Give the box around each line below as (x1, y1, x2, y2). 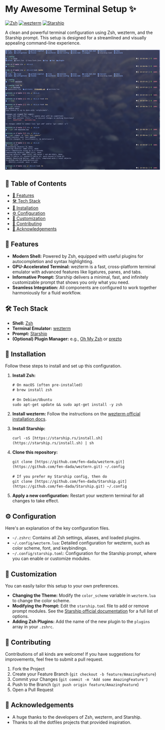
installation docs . (12, 416, 47, 422)
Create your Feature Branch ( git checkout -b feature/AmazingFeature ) (12, 671, 157, 677)
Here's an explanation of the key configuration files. (5, 525, 110, 531)
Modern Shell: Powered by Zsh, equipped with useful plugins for (12, 253, 144, 259)
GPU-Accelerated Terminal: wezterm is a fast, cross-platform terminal (12, 263, 156, 269)
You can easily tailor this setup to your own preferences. (5, 583, 119, 589)
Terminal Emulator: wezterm (12, 325, 71, 331)
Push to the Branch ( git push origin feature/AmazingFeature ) (12, 681, 139, 687)
